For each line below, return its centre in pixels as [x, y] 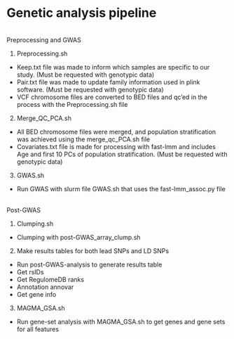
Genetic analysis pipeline [82, 13]
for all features [38, 329]
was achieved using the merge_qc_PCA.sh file [83, 139]
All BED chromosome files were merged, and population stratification [116, 132]
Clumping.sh [35, 224]
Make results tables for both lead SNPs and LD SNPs [93, 250]
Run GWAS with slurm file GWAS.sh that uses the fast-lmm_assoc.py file [121, 188]
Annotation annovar [45, 287]
